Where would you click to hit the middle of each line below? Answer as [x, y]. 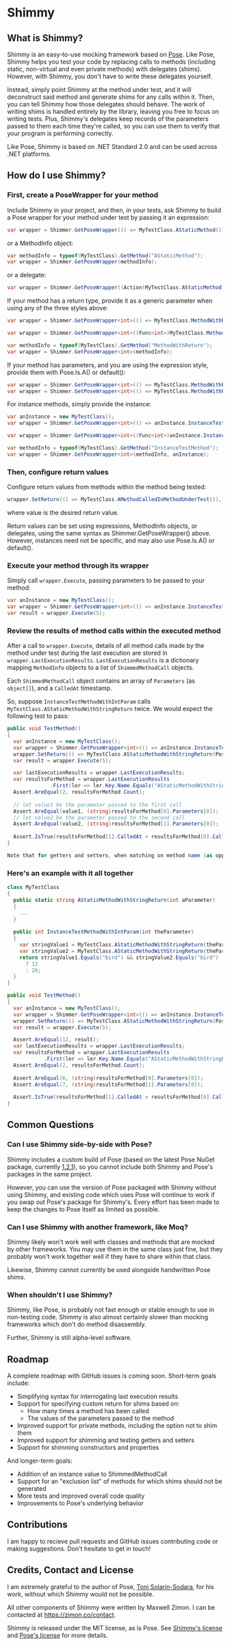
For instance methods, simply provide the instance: [79, 404]
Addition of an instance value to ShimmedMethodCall [92, 1474]
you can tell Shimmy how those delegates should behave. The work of [106, 104]
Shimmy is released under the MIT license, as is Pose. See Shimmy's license [115, 1627]
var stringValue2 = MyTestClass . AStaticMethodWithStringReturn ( [113, 951]
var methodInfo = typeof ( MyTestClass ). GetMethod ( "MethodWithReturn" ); [110, 345]
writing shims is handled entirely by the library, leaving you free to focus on [113, 112]
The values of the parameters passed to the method [101, 1418]
